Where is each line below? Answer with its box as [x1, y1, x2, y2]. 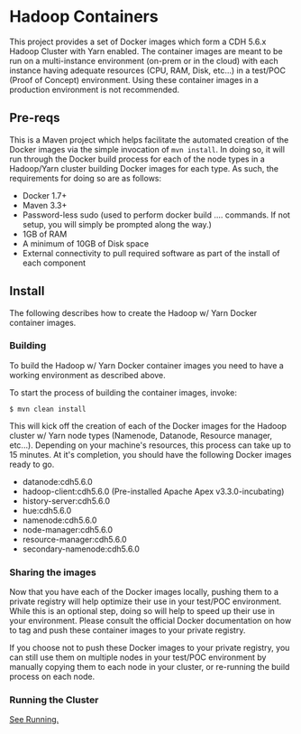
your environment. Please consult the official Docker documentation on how [9, 616, 292, 627]
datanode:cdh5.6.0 [22, 476, 93, 487]
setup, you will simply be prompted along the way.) [22, 218, 212, 229]
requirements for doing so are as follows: [9, 172, 162, 183]
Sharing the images [9, 566, 96, 579]
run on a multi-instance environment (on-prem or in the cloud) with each [9, 55, 278, 66]
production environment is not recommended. [9, 84, 180, 95]
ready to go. [9, 459, 55, 469]
